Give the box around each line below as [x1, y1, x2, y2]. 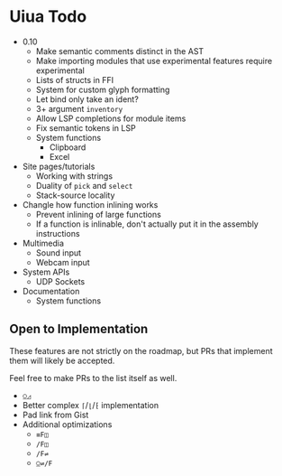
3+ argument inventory [35, 103, 123, 114]
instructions [35, 228, 80, 238]
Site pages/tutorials [22, 161, 96, 172]
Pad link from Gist [22, 409, 89, 420]
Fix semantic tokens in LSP [35, 122, 137, 133]
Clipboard [49, 142, 86, 153]
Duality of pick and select [35, 180, 133, 191]
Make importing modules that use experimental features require [35, 55, 273, 66]
